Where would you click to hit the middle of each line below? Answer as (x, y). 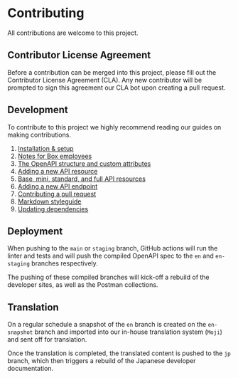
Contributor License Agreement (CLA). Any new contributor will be (105, 80)
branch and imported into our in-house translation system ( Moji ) (128, 332)
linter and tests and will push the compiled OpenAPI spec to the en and (111, 256)
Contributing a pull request (57, 194)
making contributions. (39, 135)
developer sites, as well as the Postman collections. (83, 285)
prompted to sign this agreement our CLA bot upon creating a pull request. (117, 88)
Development (38, 110)
